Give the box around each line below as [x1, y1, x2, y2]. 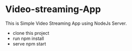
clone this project [12, 30, 49, 36]
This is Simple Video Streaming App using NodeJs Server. [5, 20, 127, 26]
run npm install [12, 35, 44, 41]
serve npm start [12, 40, 46, 46]
